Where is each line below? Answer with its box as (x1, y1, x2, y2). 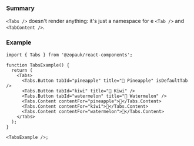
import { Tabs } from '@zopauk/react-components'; (6, 52, 133, 58)
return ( (11, 67, 33, 73)
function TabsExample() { (6, 62, 69, 68)
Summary (6, 4, 35, 12)
